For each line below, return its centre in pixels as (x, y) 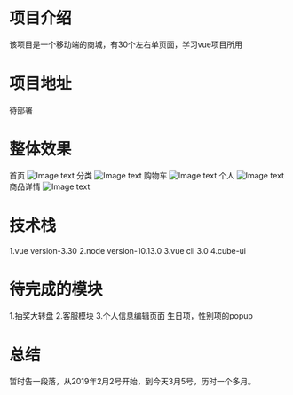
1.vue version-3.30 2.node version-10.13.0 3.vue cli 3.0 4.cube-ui (128, 250)
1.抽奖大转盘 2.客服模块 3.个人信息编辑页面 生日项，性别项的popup (131, 315)
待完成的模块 (56, 289)
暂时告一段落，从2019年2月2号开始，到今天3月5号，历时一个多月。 (132, 381)
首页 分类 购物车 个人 (122, 175)
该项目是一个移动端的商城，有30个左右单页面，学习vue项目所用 (126, 44)
